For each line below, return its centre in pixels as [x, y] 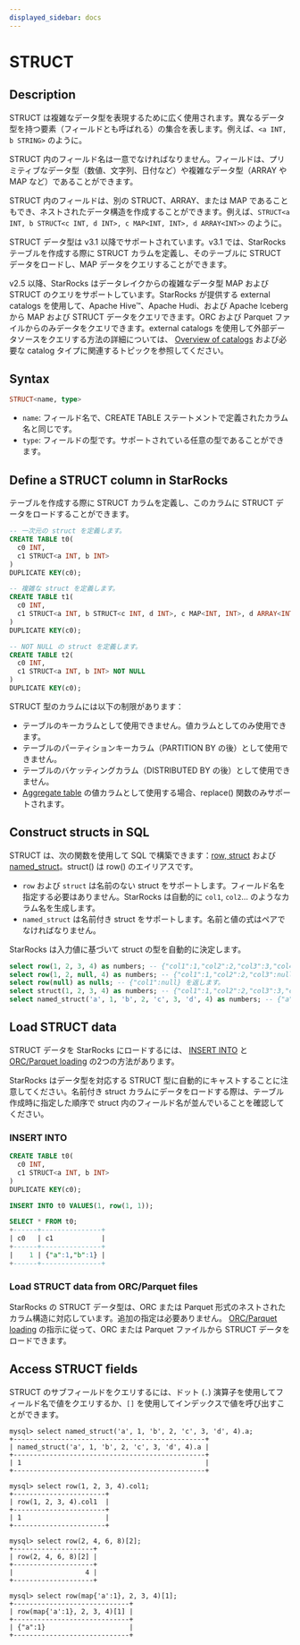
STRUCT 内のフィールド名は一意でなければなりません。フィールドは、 [139, 159]
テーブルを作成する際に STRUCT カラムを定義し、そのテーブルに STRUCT [145, 253]
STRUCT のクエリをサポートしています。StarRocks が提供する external [140, 294]
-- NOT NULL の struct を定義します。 [76, 647]
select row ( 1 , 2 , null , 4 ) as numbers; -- [89, 974]
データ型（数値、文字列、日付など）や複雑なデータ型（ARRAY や [167, 170]
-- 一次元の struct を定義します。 [68, 531]
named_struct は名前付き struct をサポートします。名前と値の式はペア [150, 919]
